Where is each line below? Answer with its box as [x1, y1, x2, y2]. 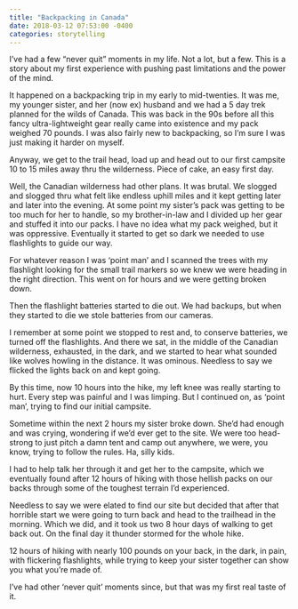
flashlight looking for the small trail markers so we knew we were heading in [9, 264, 287, 276]
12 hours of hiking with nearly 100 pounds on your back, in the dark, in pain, [9, 546, 287, 557]
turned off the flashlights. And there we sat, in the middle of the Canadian [9, 337, 278, 348]
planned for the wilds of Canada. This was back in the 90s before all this [9, 108, 275, 120]
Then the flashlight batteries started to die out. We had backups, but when [9, 300, 282, 311]
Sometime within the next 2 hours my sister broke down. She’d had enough [9, 419, 285, 429]
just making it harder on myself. [9, 137, 125, 148]
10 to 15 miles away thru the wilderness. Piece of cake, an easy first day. [9, 164, 274, 174]
